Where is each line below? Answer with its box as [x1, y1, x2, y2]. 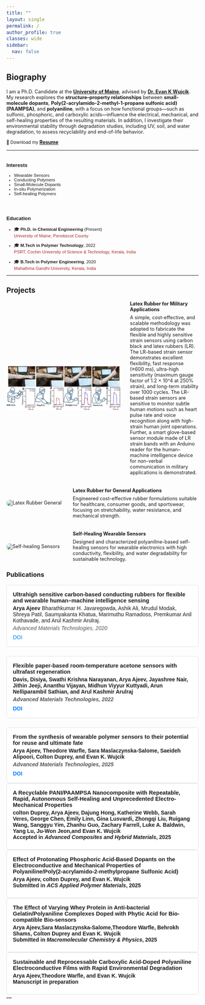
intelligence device [150, 452, 193, 459]
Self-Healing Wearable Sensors [73, 530, 146, 537]
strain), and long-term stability [130, 383, 199, 390]
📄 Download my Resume [6, 139, 59, 146]
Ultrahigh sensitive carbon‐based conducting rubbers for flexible [13, 591, 186, 598]
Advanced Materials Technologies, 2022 [13, 696, 114, 702]
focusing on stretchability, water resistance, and [73, 507, 182, 514]
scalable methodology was [130, 320, 191, 326]
